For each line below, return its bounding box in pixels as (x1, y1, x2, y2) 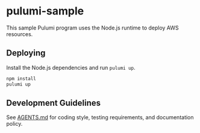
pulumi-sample (6, 4, 84, 18)
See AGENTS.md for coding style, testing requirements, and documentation (6, 114, 194, 121)
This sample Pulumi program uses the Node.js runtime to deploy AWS (6, 24, 179, 31)
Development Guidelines (6, 97, 101, 108)
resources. (6, 30, 33, 37)
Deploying (6, 48, 46, 58)
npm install (6, 75, 36, 82)
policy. (6, 120, 23, 128)
